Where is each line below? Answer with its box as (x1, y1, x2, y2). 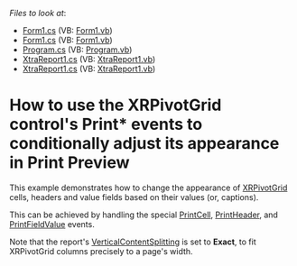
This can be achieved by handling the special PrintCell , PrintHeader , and (9, 209, 278, 220)
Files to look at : (9, 8, 67, 18)
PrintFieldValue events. (9, 218, 95, 229)
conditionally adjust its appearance (9, 133, 280, 154)
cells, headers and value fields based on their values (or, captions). (9, 191, 259, 202)
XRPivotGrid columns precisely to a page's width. (9, 245, 193, 256)
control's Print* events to (9, 115, 203, 134)
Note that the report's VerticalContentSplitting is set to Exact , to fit (9, 236, 257, 247)
